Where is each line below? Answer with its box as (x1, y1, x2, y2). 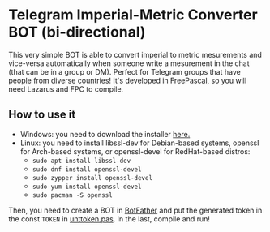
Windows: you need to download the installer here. (19, 129, 191, 139)
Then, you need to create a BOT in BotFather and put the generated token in (8, 205, 263, 215)
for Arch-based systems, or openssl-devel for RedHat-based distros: (19, 146, 251, 156)
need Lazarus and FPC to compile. (8, 84, 124, 94)
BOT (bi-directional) (8, 23, 146, 41)
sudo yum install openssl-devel (32, 183, 142, 191)
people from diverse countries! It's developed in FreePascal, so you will (8, 75, 247, 85)
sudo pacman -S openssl (32, 191, 114, 200)
